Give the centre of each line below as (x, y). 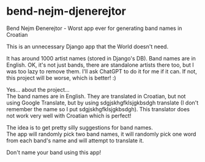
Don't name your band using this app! (54, 152)
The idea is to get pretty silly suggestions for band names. (80, 127)
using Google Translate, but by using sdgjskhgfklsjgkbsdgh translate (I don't (102, 103)
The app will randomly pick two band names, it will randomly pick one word (101, 134)
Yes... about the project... (38, 89)
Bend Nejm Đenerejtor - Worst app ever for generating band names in (94, 28)
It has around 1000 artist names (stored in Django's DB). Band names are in (101, 58)
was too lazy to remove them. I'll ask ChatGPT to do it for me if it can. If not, (102, 71)
